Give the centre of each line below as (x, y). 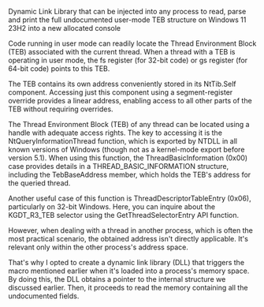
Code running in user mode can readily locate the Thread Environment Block (132, 43)
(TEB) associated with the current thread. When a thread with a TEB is (122, 52)
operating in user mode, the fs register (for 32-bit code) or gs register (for (128, 60)
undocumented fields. (44, 296)
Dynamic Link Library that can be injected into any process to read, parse (127, 11)
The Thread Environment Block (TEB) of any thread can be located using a (129, 124)
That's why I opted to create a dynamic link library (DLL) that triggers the (126, 262)
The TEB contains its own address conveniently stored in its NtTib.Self (122, 84)
